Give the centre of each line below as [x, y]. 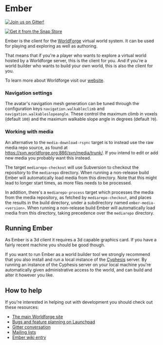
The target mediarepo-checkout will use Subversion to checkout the [72, 167]
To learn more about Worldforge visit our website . [55, 80]
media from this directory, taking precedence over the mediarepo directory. [80, 213]
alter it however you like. [30, 275]
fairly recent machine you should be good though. [55, 245]
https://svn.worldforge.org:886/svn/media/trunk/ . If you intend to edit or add [81, 153]
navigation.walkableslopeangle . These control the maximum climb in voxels [81, 114]
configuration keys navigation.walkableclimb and [55, 109]
